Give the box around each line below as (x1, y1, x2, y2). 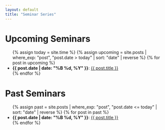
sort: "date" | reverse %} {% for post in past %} (12, 109, 109, 115)
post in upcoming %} (12, 60, 55, 66)
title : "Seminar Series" (5, 12, 56, 17)
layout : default (5, 7, 39, 12)
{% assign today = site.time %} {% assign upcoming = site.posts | (12, 49, 147, 55)
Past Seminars (5, 87, 66, 99)
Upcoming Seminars (5, 33, 90, 44)
